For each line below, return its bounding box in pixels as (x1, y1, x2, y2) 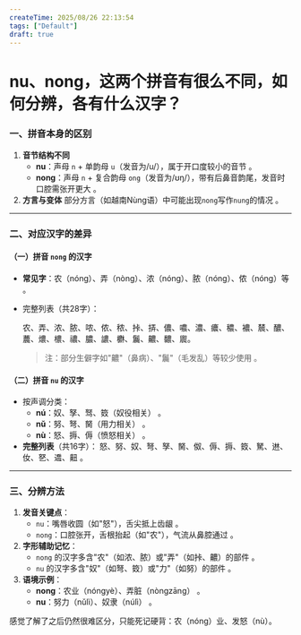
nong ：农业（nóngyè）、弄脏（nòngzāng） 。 (35, 586, 205, 596)
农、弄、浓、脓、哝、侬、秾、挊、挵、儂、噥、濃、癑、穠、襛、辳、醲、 (21, 322, 289, 332)
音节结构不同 (21, 150, 70, 160)
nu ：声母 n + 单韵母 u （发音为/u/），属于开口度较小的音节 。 (35, 160, 257, 171)
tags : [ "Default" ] (9, 21, 78, 30)
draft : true (9, 30, 54, 39)
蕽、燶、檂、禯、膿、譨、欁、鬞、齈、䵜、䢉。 (21, 333, 195, 344)
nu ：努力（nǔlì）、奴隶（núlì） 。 (35, 596, 157, 607)
